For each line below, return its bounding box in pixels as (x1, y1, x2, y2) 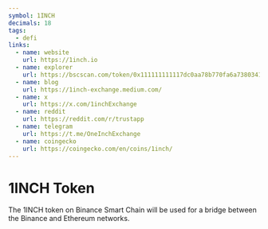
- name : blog (15, 78, 59, 86)
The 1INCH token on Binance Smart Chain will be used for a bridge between (8, 205, 257, 215)
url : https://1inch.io (22, 56, 98, 64)
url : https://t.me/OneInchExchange (22, 130, 141, 138)
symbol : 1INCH (8, 11, 56, 20)
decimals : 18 (8, 19, 52, 27)
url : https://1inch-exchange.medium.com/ (22, 85, 162, 94)
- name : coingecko (15, 137, 77, 146)
